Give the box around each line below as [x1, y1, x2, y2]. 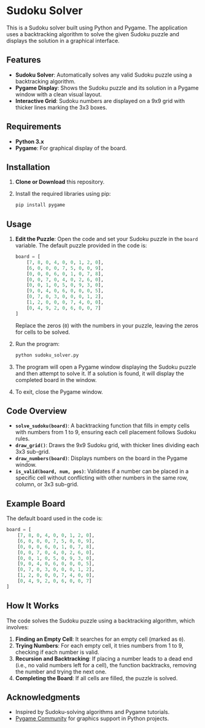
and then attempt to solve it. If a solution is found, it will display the [15, 369, 184, 377]
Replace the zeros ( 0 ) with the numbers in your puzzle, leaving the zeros [15, 321, 198, 329]
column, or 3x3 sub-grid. [15, 481, 79, 488]
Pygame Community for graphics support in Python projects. [15, 715, 169, 722]
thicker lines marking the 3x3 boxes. [15, 104, 107, 111]
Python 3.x [15, 137, 44, 145]
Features [6, 55, 41, 65]
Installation [6, 162, 50, 172]
